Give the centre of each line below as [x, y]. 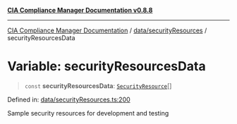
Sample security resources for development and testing [88, 113]
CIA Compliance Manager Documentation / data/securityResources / [107, 30]
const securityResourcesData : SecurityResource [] [98, 86]
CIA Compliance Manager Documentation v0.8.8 [80, 10]
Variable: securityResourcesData [107, 67]
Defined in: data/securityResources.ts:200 [69, 99]
